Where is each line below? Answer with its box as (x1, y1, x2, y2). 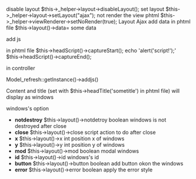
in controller (6, 65, 35, 72)
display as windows (6, 94, 54, 100)
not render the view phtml (97, 12, 160, 19)
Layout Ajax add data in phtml (118, 18, 191, 25)
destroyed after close (14, 123, 67, 129)
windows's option (6, 105, 49, 112)
